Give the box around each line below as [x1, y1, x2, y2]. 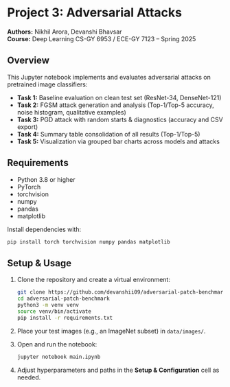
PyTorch [16, 183, 41, 191]
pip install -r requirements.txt [16, 314, 113, 321]
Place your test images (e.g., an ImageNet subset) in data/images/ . [16, 327, 206, 335]
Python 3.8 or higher [16, 175, 76, 183]
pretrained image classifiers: [7, 80, 88, 89]
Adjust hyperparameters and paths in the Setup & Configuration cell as [16, 366, 220, 374]
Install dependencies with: [7, 225, 82, 233]
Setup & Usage [7, 257, 72, 269]
